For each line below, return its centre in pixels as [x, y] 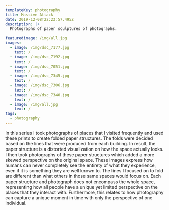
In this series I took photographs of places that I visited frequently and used [84, 133]
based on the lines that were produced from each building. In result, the [80, 143]
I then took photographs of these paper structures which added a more [80, 154]
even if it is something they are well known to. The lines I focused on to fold [84, 170]
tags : [11, 114]
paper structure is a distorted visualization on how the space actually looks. [84, 149]
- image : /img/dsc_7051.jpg [40, 67]
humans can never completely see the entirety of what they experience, [81, 165]
